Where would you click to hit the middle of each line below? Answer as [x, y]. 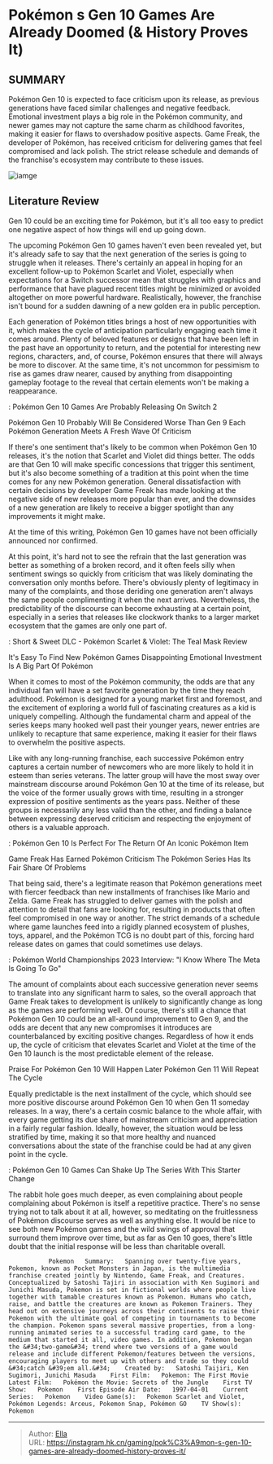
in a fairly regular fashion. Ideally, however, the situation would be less [126, 1128]
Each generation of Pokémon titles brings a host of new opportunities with [133, 321]
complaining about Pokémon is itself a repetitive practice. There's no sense [134, 1202]
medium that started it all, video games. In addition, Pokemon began [130, 1339]
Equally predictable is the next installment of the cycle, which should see [130, 1093]
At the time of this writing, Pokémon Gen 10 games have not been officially [133, 532]
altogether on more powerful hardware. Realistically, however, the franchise [135, 297]
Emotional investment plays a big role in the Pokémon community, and [126, 117]
